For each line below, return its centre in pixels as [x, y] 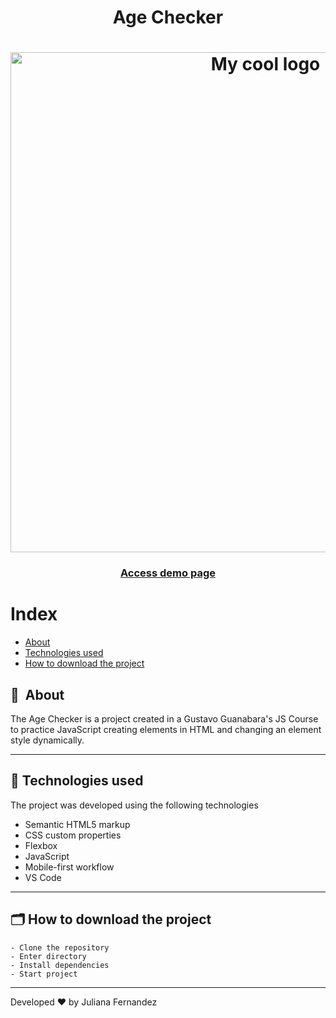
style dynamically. [47, 740]
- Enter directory [48, 956]
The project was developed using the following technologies [134, 805]
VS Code [43, 877]
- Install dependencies [60, 965]
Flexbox [41, 845]
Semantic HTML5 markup [77, 824]
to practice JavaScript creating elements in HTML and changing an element [166, 730]
